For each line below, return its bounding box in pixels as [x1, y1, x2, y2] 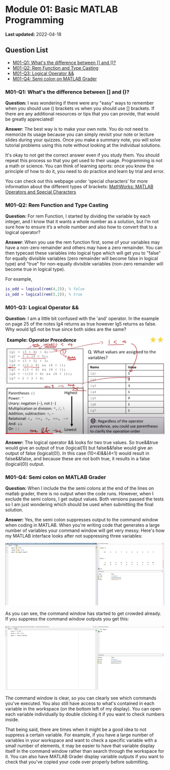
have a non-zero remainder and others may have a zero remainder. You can [5, 245, 163, 251]
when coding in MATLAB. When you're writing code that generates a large [5, 522, 160, 528]
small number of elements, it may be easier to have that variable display [5, 743, 155, 749]
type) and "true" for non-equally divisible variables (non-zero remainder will [5, 261, 163, 267]
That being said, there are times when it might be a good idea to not [5, 726, 147, 732]
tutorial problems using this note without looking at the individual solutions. [5, 142, 161, 149]
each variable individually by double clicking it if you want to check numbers [5, 711, 164, 717]
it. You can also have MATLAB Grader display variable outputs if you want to [5, 753, 164, 759]
